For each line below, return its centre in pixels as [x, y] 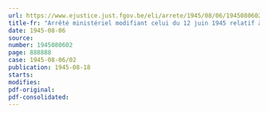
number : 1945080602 [41, 45]
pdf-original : [32, 90]
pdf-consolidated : [39, 97]
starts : [21, 75]
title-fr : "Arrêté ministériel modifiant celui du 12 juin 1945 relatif [132, 23]
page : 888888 [30, 53]
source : [21, 38]
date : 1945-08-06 [37, 30]
